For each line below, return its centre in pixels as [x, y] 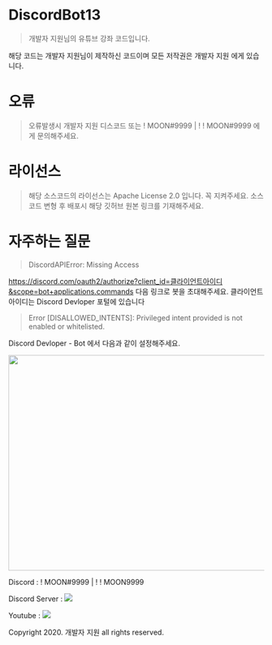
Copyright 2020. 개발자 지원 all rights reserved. [86, 632]
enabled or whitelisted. [67, 326]
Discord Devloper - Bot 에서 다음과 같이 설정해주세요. [95, 343]
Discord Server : [36, 599]
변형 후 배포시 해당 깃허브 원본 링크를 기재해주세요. [124, 205]
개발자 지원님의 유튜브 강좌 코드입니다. [89, 38]
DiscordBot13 [55, 15]
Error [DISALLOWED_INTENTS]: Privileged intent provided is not [136, 317]
